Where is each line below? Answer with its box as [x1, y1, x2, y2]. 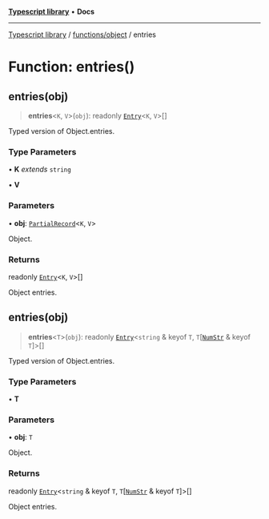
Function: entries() [8, 58, 135, 76]
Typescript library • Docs [8, 7, 94, 16]
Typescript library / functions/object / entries [8, 30, 157, 39]
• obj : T [8, 432, 34, 442]
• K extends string [8, 164, 72, 175]
